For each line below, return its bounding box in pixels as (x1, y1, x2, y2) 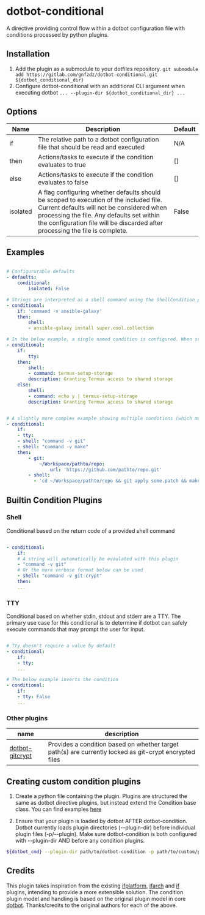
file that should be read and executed (37, 143, 145, 151)
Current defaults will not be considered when (37, 203, 167, 212)
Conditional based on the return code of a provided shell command (6, 527, 175, 534)
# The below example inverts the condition (6, 677, 119, 683)
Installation (6, 49, 50, 59)
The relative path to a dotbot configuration (37, 135, 159, 143)
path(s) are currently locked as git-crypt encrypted (48, 748, 195, 756)
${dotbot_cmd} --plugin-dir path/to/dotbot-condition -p (6, 848, 154, 855)
